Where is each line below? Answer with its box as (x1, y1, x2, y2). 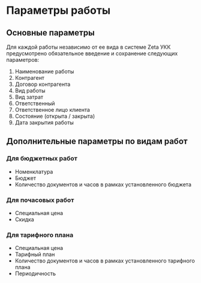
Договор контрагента (14, 81, 71, 88)
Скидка (14, 216, 34, 223)
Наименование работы (14, 68, 74, 75)
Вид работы (14, 87, 46, 94)
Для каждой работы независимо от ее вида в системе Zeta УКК (6, 43, 171, 50)
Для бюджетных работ (6, 154, 78, 163)
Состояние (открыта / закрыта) (14, 112, 95, 120)
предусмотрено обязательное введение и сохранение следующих (6, 50, 178, 57)
